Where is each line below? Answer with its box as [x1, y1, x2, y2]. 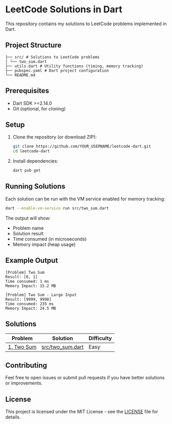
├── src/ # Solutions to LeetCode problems [5, 54, 100, 60]
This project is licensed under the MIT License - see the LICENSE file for [5, 408, 158, 414]
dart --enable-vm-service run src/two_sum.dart [5, 205, 109, 211]
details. [5, 414, 21, 420]
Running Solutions [5, 182, 66, 191]
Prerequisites [5, 86, 49, 95]
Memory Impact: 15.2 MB [5, 283, 56, 288]
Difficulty [88, 335, 112, 342]
